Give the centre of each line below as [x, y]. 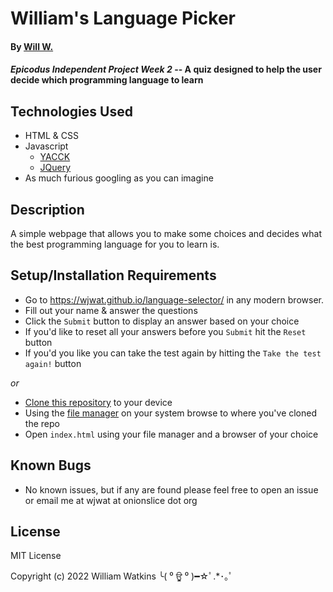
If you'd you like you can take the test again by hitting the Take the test [173, 353]
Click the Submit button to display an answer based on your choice [162, 321]
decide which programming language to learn [107, 80]
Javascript [46, 146]
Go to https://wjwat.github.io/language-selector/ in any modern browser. [174, 299]
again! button [53, 363]
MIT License [36, 556]
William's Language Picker [123, 18]
